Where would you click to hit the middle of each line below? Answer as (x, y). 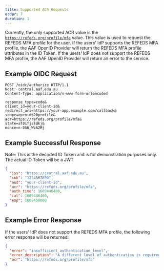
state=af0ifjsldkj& (25, 124)
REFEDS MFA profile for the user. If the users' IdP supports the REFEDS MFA (82, 43)
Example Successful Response (53, 143)
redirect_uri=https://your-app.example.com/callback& (61, 111)
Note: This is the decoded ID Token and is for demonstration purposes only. (81, 155)
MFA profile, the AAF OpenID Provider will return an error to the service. (77, 59)
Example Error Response (43, 220)
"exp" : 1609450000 (28, 201)
